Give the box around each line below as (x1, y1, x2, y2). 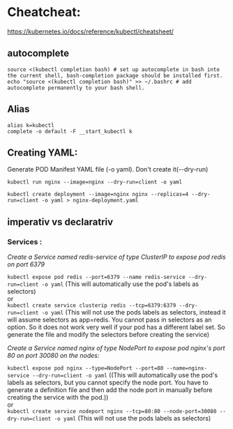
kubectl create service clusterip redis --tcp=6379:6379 (7, 302, 176, 309)
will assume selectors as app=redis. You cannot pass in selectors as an (7, 315, 212, 324)
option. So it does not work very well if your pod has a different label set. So (7, 323, 225, 331)
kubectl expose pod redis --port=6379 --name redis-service (7, 273, 186, 281)
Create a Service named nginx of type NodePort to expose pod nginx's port (7, 344, 225, 352)
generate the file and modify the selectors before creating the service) (7, 331, 209, 339)
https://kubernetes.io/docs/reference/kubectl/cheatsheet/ (7, 27, 174, 36)
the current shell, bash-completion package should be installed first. (7, 72, 223, 79)
